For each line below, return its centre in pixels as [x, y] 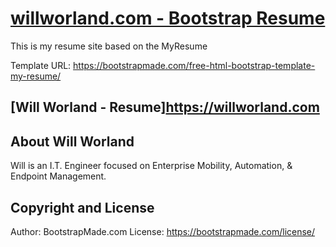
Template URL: [41, 65]
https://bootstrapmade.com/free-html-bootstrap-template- [194, 65]
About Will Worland [72, 141]
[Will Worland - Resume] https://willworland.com [165, 107]
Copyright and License [82, 207]
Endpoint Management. [58, 176]
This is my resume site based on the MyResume [109, 46]
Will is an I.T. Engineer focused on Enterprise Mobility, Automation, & [151, 166]
